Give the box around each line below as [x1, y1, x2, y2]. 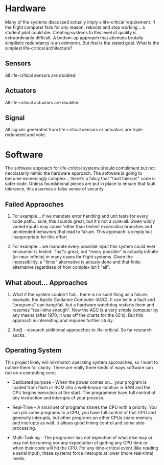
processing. [12, 425, 37, 431]
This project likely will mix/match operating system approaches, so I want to [5, 359, 158, 365]
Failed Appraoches [5, 200, 64, 209]
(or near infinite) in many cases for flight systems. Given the [12, 254, 133, 260]
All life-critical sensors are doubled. [5, 72, 77, 78]
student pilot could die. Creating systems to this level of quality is [5, 29, 137, 35]
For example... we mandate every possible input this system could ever [12, 243, 156, 250]
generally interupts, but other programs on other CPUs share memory [12, 415, 153, 420]
